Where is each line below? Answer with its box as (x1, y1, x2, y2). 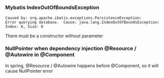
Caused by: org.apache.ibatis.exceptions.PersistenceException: (5, 15, 142, 20)
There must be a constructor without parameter (5, 33, 103, 39)
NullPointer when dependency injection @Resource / (5, 45, 136, 52)
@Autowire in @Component (5, 51, 75, 58)
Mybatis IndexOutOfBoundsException (5, 4, 99, 11)
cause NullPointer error (5, 68, 53, 74)
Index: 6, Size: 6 (5, 24, 43, 29)
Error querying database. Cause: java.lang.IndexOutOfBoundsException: (5, 19, 160, 25)
